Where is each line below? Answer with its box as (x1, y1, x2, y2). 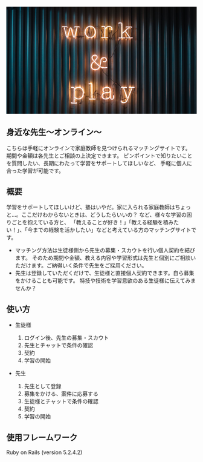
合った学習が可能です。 (6, 167, 65, 174)
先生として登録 (24, 383, 62, 390)
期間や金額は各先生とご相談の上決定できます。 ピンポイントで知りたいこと (6, 152, 193, 159)
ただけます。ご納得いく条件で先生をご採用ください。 (14, 262, 147, 269)
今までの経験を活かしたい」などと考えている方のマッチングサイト (27, 226, 192, 234)
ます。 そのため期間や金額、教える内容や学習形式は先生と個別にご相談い (14, 254, 196, 262)
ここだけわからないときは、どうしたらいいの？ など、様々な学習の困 (21, 211, 192, 219)
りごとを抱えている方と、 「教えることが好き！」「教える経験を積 (6, 219, 169, 226)
